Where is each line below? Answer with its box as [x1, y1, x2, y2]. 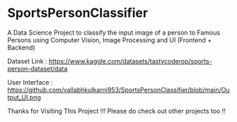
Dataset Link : [7, 56, 47, 65]
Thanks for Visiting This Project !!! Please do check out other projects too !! [7, 106, 226, 115]
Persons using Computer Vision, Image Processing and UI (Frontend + [7, 35, 212, 44]
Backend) [7, 43, 35, 51]
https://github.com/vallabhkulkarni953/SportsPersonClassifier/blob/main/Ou [7, 85, 230, 94]
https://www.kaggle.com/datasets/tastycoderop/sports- [48, 56, 212, 65]
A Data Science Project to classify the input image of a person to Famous [7, 28, 221, 37]
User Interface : [7, 78, 53, 86]
